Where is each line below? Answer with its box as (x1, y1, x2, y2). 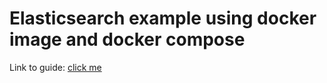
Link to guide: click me (9, 61, 102, 73)
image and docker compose (9, 28, 246, 51)
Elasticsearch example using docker (9, 7, 317, 30)
